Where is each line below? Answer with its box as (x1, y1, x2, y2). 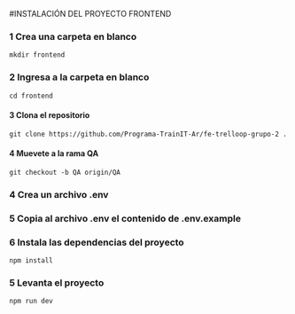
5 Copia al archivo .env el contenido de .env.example (9, 212, 242, 224)
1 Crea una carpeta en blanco (9, 30, 137, 43)
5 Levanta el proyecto (9, 277, 105, 289)
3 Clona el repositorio (9, 110, 90, 121)
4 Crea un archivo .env (9, 188, 109, 200)
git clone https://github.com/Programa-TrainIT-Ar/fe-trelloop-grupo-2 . (9, 130, 288, 138)
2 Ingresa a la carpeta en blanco (9, 71, 150, 83)
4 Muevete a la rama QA (9, 148, 99, 159)
